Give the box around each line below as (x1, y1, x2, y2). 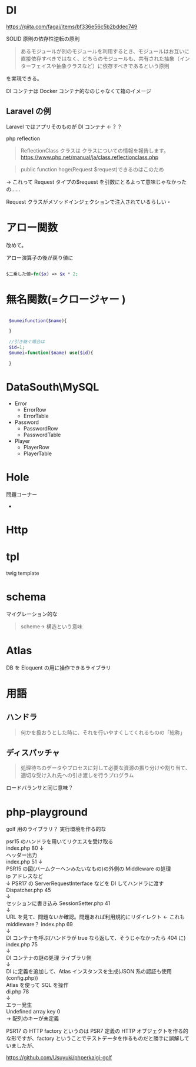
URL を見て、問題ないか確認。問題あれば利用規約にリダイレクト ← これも (6, 913, 185, 920)
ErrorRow (23, 406, 46, 413)
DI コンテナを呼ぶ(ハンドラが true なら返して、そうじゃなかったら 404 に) (6, 935, 186, 942)
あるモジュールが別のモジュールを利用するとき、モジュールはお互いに (20, 48, 190, 55)
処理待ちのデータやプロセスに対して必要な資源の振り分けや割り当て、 (20, 764, 191, 771)
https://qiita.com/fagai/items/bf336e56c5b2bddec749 (6, 23, 138, 30)
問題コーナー (6, 491, 37, 498)
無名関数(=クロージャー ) (6, 293, 126, 306)
